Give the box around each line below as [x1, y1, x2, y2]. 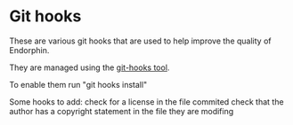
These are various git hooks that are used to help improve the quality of [9, 35, 272, 46]
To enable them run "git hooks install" [9, 79, 148, 90]
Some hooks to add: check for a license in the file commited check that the [9, 96, 284, 107]
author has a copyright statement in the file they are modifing [9, 105, 234, 116]
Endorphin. [9, 44, 50, 55]
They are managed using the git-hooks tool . [9, 62, 170, 73]
